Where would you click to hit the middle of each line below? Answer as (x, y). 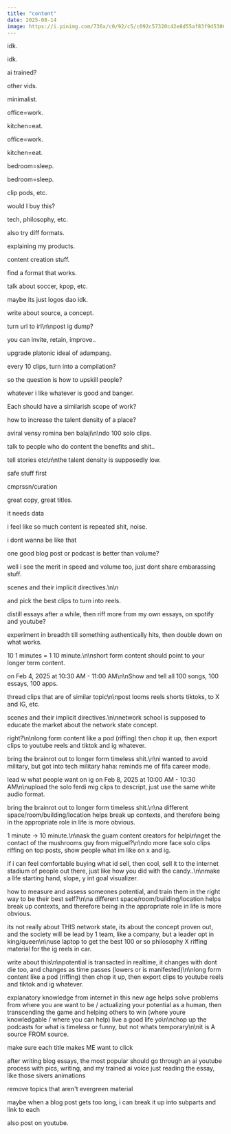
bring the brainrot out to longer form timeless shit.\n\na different (98, 808)
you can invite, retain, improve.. (52, 340)
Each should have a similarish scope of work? (72, 407)
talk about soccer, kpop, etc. (47, 286)
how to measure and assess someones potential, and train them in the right (114, 892)
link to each (23, 1110)
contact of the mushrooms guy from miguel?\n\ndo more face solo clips (109, 843)
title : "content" (32, 13)
